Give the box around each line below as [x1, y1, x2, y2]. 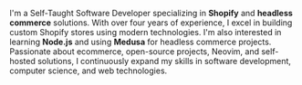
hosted [9, 56, 36, 66]
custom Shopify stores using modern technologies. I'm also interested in [9, 27, 282, 37]
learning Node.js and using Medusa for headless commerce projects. [9, 36, 272, 47]
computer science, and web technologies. [9, 65, 168, 76]
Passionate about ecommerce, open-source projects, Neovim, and [9, 46, 260, 57]
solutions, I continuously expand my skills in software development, [37, 56, 292, 66]
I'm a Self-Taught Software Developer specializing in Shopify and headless [9, 8, 294, 18]
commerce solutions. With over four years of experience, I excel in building [9, 17, 293, 28]
